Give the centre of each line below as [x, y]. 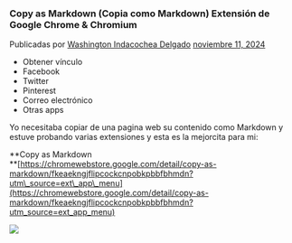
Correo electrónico [57, 100]
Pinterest [39, 91]
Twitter [36, 81]
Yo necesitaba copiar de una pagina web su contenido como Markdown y [146, 127]
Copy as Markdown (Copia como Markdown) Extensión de [140, 14]
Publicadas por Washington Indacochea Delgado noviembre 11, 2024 [137, 44]
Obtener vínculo [52, 62]
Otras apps [43, 110]
